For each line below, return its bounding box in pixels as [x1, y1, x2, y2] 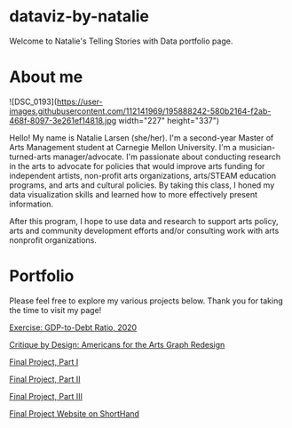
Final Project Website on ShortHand [9, 408, 140, 419]
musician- [238, 141, 276, 152]
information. [9, 198, 54, 209]
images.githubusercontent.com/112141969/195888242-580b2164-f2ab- [9, 105, 272, 117]
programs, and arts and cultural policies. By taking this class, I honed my [9, 180, 275, 190]
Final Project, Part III [9, 391, 83, 401]
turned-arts [9, 151, 51, 162]
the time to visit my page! [9, 304, 102, 315]
